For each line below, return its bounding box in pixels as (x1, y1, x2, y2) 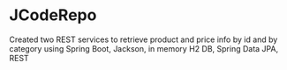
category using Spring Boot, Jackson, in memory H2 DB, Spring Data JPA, (9, 43, 279, 53)
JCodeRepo (9, 5, 97, 25)
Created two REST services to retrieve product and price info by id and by (9, 34, 278, 45)
